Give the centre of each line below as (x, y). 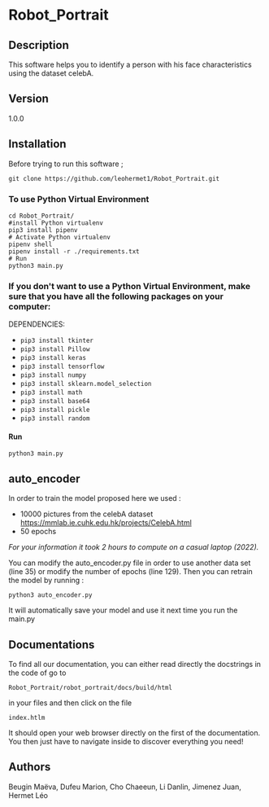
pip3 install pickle (55, 410)
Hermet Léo (28, 795)
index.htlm (27, 718)
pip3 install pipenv (43, 230)
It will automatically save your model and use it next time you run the (123, 610)
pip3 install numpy (53, 375)
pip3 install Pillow (55, 349)
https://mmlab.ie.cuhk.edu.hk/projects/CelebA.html (106, 523)
